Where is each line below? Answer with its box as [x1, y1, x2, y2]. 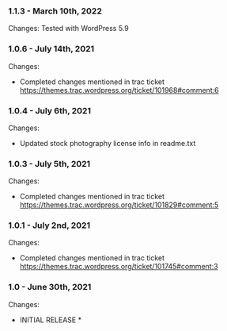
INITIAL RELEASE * [19, 315, 81, 325]
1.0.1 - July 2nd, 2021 [8, 220, 91, 231]
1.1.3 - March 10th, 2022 [8, 6, 103, 17]
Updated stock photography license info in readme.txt [19, 138, 196, 148]
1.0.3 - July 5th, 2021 [8, 158, 91, 169]
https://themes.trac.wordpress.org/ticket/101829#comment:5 [19, 200, 219, 210]
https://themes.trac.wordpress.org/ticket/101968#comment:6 [19, 85, 219, 94]
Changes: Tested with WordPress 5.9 [8, 24, 129, 33]
